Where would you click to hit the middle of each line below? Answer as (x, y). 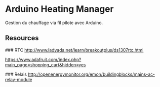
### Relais (16, 74)
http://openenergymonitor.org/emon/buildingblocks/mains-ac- (91, 74)
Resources (22, 38)
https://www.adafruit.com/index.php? (43, 59)
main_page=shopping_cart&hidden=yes (46, 64)
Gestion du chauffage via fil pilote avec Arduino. (54, 23)
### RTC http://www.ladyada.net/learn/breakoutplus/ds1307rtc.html (74, 50)
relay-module (19, 79)
